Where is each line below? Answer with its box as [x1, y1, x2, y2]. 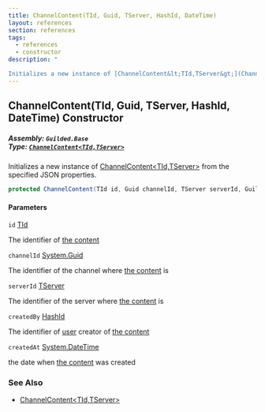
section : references [8, 26, 77, 34]
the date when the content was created [8, 358, 136, 367]
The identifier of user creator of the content [8, 327, 150, 336]
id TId [8, 220, 28, 230]
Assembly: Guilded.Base [8, 133, 89, 143]
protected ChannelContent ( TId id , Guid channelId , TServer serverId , [8, 185, 242, 193]
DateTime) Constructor [8, 111, 124, 125]
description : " [8, 56, 58, 64]
